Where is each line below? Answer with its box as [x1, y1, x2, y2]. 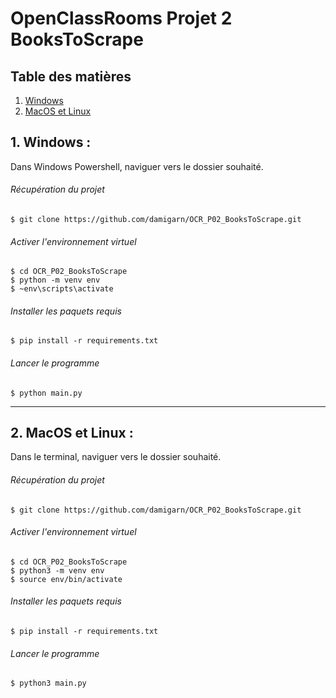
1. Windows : [10, 134, 92, 151]
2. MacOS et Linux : [10, 425, 134, 442]
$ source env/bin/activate [10, 574, 123, 584]
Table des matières [10, 68, 132, 85]
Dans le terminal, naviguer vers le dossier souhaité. [10, 451, 222, 463]
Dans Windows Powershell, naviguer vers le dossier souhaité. [10, 160, 264, 172]
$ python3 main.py [10, 678, 87, 689]
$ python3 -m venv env [10, 565, 105, 576]
